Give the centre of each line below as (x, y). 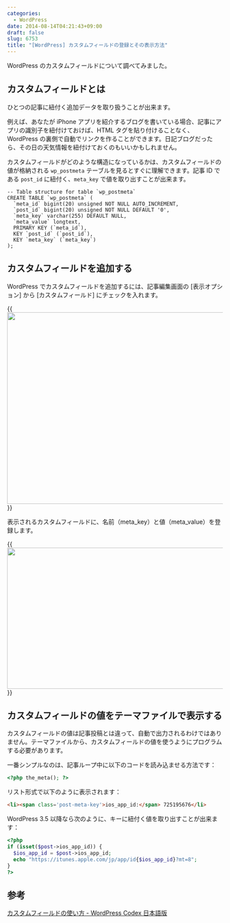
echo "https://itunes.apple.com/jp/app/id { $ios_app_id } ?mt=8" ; (105, 859)
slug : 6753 (23, 39)
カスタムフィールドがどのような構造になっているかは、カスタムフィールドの (114, 162)
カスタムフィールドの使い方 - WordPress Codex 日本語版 (87, 913)
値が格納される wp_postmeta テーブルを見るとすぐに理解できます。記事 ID (110, 170)
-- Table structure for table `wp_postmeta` (72, 192)
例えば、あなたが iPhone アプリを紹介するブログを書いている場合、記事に (111, 121)
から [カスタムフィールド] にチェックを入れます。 (92, 294)
